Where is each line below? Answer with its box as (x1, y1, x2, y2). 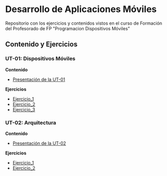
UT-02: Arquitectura (5, 119, 57, 126)
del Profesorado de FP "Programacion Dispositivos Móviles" (5, 25, 130, 31)
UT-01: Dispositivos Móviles (5, 55, 76, 62)
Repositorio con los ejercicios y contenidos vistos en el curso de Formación (5, 20, 162, 26)
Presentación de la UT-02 (12, 140, 67, 146)
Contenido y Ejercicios (5, 40, 78, 49)
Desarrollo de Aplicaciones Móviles (5, 4, 157, 15)
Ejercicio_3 (12, 107, 35, 113)
